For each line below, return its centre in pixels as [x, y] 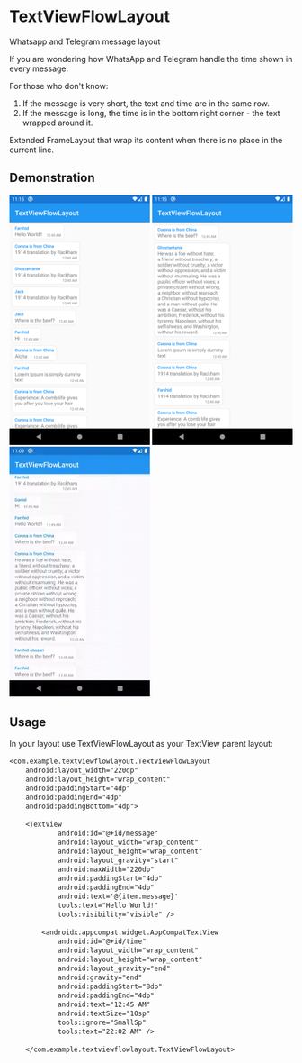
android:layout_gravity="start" [118, 861]
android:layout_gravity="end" [114, 969]
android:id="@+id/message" [108, 834]
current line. [32, 150]
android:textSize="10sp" [104, 1014]
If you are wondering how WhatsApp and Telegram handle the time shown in [151, 59]
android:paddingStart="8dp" [110, 987]
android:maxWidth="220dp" [106, 870]
